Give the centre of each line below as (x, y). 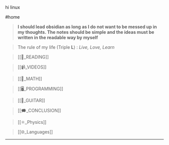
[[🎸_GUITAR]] (31, 100)
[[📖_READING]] (33, 57)
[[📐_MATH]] (30, 79)
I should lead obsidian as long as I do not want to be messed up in (87, 27)
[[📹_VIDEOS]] (32, 67)
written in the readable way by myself (58, 38)
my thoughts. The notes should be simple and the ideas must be (86, 32)
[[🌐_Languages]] (35, 132)
